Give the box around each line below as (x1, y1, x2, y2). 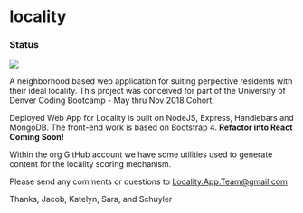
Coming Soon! (9, 132, 65, 143)
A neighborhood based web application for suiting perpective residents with (9, 76, 293, 87)
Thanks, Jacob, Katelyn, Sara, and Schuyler (9, 194, 173, 205)
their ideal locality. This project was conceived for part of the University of (9, 86, 287, 97)
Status (9, 39, 39, 51)
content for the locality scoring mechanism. (9, 159, 172, 170)
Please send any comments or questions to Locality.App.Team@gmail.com (9, 176, 288, 187)
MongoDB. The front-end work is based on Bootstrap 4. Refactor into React (9, 122, 293, 133)
